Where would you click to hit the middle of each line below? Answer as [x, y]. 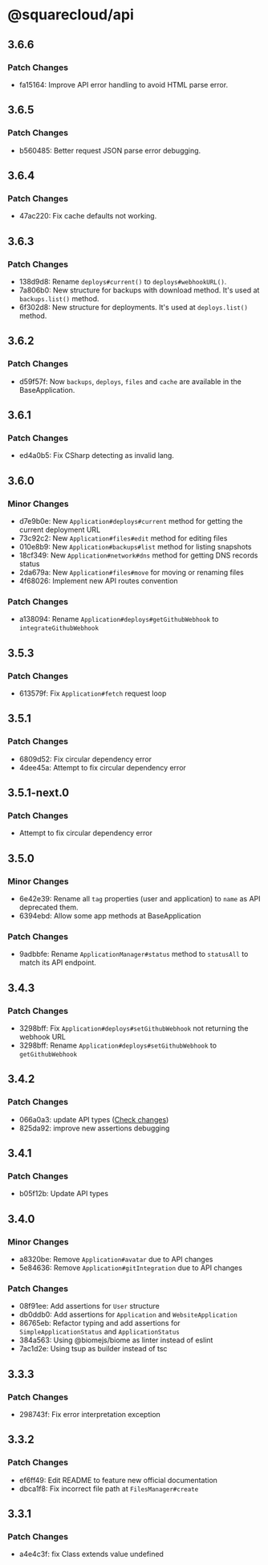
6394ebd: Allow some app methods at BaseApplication [110, 916]
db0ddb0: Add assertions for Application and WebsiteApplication [128, 1314]
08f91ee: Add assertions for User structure [89, 1306]
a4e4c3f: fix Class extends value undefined [91, 1554]
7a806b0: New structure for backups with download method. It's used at [139, 290]
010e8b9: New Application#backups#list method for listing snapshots [135, 547]
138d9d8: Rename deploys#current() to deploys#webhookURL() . [123, 281]
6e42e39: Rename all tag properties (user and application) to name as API [140, 899]
